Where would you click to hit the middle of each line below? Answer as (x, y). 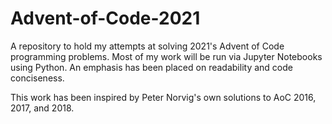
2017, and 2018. (42, 108)
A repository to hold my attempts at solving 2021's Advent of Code (147, 46)
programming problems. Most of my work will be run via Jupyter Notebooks (166, 56)
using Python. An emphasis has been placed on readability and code (151, 67)
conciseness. (37, 78)
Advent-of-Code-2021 (105, 18)
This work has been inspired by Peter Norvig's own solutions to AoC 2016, (163, 97)
